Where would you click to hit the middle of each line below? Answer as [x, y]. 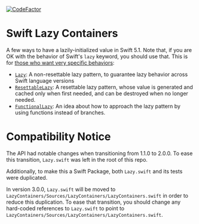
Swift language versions [45, 80]
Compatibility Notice [59, 137]
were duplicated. [27, 177]
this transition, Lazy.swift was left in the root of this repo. [77, 159]
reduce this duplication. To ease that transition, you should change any [94, 202]
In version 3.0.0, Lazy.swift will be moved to [61, 189]
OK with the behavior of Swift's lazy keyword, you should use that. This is [97, 56]
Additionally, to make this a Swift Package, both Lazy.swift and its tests [94, 171]
